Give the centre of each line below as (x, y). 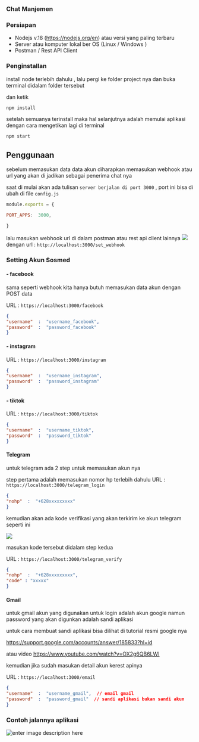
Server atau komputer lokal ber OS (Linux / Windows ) (81, 44)
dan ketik (17, 97)
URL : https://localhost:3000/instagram (56, 359)
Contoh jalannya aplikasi (42, 720)
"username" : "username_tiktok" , (50, 430)
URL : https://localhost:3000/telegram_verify (64, 558)
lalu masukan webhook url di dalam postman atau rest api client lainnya (94, 238)
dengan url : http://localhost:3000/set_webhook (65, 244)
